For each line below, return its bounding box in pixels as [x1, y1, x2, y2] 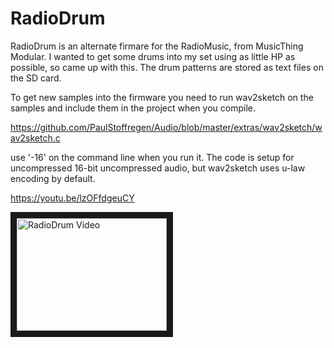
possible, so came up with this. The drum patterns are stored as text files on [10, 61, 324, 73]
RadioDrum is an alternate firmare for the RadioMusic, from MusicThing [10, 40, 304, 52]
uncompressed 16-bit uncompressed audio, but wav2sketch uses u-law [10, 162, 306, 174]
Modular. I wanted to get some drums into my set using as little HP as [10, 50, 296, 62]
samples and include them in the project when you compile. [10, 102, 256, 114]
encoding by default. [10, 172, 96, 184]
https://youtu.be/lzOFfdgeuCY [10, 192, 135, 204]
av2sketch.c [10, 132, 61, 144]
